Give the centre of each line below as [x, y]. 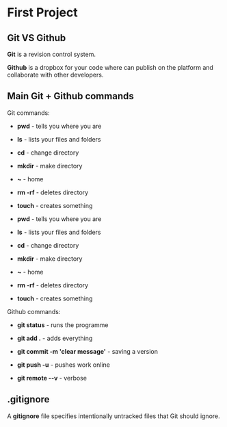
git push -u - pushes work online [64, 365]
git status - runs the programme [63, 325]
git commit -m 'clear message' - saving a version [88, 351]
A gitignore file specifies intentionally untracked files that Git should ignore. [113, 416]
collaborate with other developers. [55, 75]
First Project [43, 13]
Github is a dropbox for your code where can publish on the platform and [110, 67]
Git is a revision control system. [52, 54]
